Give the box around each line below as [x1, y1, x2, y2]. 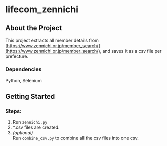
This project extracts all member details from [5, 37, 99, 43]
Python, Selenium [5, 78, 42, 84]
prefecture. [5, 53, 29, 59]
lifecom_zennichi [5, 4, 79, 15]
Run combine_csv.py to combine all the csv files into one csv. [12, 135, 139, 141]
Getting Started [5, 92, 55, 101]
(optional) [12, 129, 33, 135]
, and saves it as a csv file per [100, 48, 162, 54]
